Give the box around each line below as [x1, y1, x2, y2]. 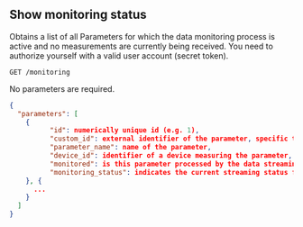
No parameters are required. [9, 83, 115, 94]
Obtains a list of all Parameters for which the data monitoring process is [9, 31, 275, 41]
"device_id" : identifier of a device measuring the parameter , [49, 151, 293, 160]
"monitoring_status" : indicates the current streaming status [49, 168, 289, 177]
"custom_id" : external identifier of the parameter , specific [49, 134, 289, 143]
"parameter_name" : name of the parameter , [49, 143, 212, 152]
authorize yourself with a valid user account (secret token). [9, 50, 229, 61]
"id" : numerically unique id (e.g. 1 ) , [49, 126, 200, 135]
